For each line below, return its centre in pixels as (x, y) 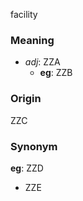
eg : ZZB (56, 73)
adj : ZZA (42, 62)
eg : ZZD (27, 168)
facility (24, 14)
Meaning (32, 40)
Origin (26, 99)
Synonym (34, 146)
